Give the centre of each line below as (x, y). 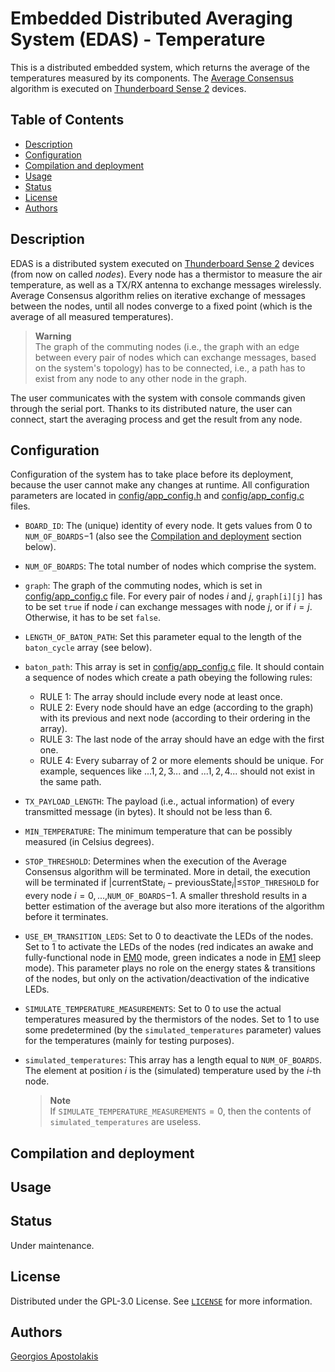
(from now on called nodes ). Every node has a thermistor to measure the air (166, 274)
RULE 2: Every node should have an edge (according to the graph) (176, 708)
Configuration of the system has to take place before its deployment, (152, 474)
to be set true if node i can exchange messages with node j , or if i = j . (168, 607)
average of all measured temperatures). (92, 316)
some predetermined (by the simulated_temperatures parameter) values (173, 1030)
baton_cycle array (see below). (88, 648)
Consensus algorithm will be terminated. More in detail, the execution (167, 872)
